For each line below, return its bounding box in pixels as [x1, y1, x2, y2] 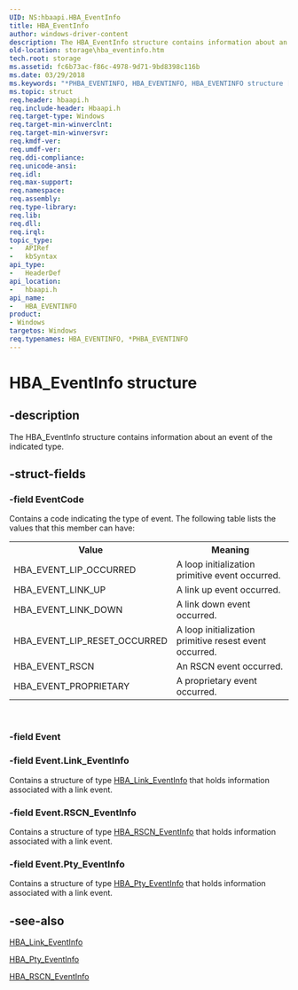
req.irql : [9, 227, 46, 236]
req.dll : [9, 219, 42, 228]
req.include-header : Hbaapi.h [9, 104, 122, 113]
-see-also [9, 913, 65, 928]
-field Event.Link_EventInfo [9, 755, 130, 767]
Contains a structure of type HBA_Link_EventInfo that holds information [9, 774, 271, 785]
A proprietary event [176, 675, 257, 687]
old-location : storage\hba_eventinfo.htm [9, 46, 165, 55]
